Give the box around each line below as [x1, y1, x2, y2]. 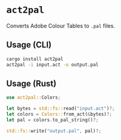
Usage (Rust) [6, 78, 57, 89]
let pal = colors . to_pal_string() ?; [6, 117, 99, 123]
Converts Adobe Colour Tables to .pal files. [6, 22, 116, 29]
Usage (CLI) [6, 40, 52, 50]
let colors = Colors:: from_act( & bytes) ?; [6, 111, 113, 117]
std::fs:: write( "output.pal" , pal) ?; [6, 128, 102, 134]
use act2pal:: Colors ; [6, 94, 61, 101]
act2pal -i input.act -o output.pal [6, 61, 99, 68]
